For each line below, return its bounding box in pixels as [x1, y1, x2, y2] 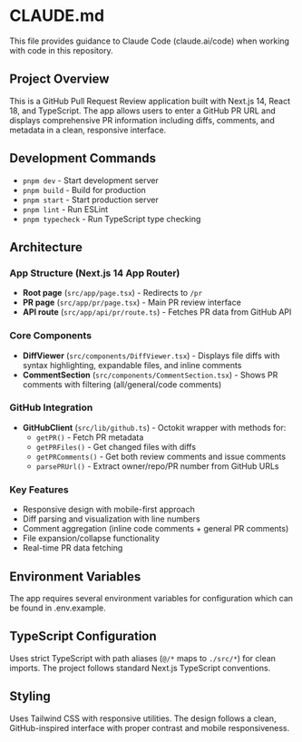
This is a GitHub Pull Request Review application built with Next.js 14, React [9, 95, 291, 106]
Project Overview [9, 72, 110, 87]
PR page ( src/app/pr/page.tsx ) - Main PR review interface [22, 297, 242, 308]
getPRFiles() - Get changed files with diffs [35, 441, 197, 452]
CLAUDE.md [9, 5, 105, 26]
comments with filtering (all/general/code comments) [22, 378, 222, 390]
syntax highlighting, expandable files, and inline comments [22, 359, 242, 370]
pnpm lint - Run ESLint [22, 203, 109, 214]
